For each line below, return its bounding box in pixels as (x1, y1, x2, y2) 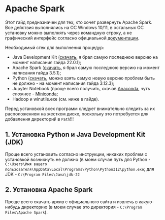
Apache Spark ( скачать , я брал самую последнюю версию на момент (12, 65, 160, 71)
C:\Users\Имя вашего (5, 161, 48, 167)
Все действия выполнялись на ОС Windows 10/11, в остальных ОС (5, 24, 144, 30)
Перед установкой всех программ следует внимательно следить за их (5, 106, 155, 111)
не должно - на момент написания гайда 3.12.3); (12, 80, 115, 86)
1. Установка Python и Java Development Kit (5, 130, 146, 139)
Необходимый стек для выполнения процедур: (5, 44, 104, 50)
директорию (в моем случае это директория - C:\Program (21, 204, 142, 210)
